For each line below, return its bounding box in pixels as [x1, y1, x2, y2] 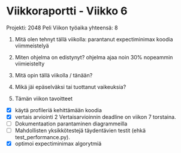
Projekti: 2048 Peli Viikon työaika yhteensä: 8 [6, 24, 118, 31]
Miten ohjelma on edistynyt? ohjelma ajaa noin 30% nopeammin [14, 53, 173, 61]
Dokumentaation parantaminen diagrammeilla [14, 120, 128, 127]
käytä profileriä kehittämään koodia [14, 106, 102, 113]
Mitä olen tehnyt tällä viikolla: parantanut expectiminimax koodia [14, 35, 173, 43]
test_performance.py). [14, 134, 71, 141]
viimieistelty [14, 60, 45, 67]
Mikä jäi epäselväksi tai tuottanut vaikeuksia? [14, 83, 126, 91]
